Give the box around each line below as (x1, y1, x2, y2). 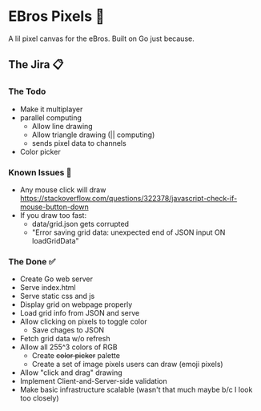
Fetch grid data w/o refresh (19, 334, 110, 344)
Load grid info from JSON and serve (19, 308, 140, 318)
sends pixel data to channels (31, 138, 126, 147)
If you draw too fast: (19, 210, 86, 220)
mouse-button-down (19, 202, 90, 212)
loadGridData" (31, 236, 79, 245)
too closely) (19, 393, 59, 403)
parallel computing (19, 112, 82, 123)
